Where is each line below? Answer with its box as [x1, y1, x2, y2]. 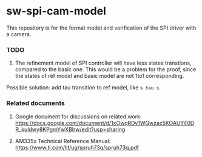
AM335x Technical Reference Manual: [15, 137, 111, 144]
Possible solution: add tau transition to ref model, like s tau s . [6, 84, 161, 91]
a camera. [6, 30, 32, 37]
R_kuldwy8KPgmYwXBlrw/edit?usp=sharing [15, 126, 126, 133]
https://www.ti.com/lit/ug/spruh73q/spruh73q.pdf [15, 144, 140, 151]
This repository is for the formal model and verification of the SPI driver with [6, 24, 197, 31]
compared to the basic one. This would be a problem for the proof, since [15, 66, 197, 73]
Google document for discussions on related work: [15, 113, 142, 120]
